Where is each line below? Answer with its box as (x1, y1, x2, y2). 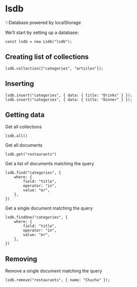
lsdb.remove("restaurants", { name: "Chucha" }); (5, 278, 111, 283)
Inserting (5, 79, 34, 88)
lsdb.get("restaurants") (5, 152, 57, 157)
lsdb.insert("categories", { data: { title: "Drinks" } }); (5, 93, 133, 98)
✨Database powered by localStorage (5, 19, 81, 25)
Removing (5, 255, 37, 263)
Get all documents (5, 142, 43, 148)
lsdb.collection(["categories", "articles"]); (5, 66, 104, 71)
